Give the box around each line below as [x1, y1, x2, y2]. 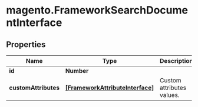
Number [65, 67, 89, 75]
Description [160, 57, 193, 65]
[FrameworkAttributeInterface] [65, 83, 154, 92]
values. [160, 91, 180, 99]
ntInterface [6, 16, 62, 29]
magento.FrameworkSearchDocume [6, 4, 189, 17]
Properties [6, 39, 46, 49]
